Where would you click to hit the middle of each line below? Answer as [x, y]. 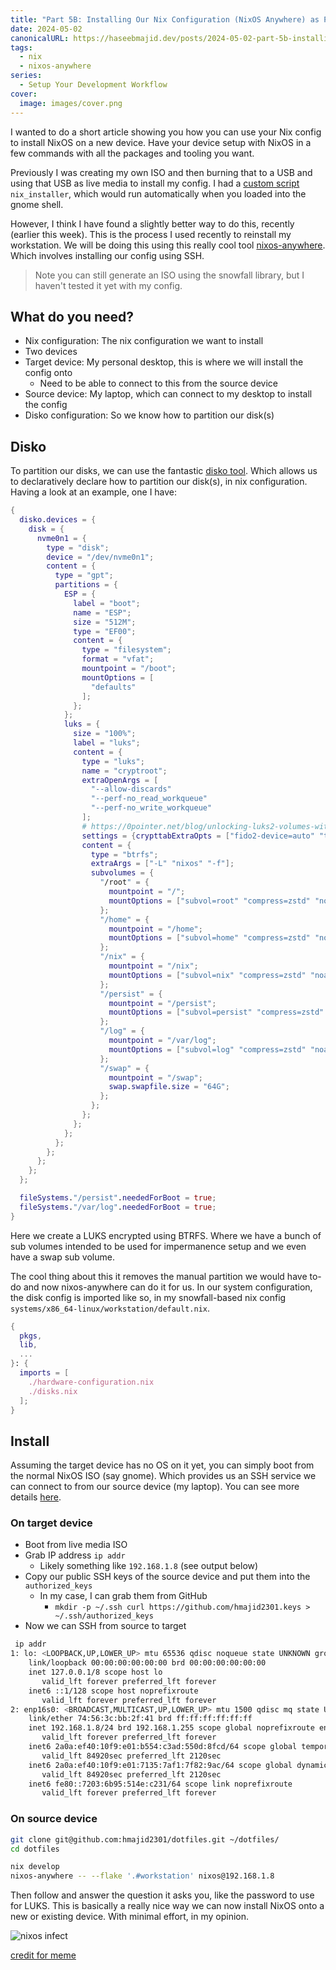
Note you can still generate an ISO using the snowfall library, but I [169, 275]
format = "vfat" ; [118, 659]
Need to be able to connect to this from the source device [158, 383]
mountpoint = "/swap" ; [155, 1077]
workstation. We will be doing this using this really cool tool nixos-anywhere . [168, 245]
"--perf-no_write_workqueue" [151, 808]
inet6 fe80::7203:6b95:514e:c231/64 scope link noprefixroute [160, 1784]
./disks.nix [53, 1391]
